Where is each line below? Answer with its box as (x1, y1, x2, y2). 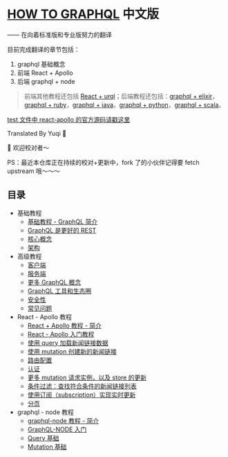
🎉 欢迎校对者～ (7, 143, 50, 152)
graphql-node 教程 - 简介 (27, 416, 99, 424)
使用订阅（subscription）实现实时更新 (27, 391, 136, 399)
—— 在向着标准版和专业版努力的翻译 (7, 30, 112, 39)
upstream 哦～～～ (7, 167, 61, 175)
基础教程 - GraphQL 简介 (27, 217, 98, 226)
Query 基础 (27, 433, 60, 442)
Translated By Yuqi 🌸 (7, 129, 67, 137)
